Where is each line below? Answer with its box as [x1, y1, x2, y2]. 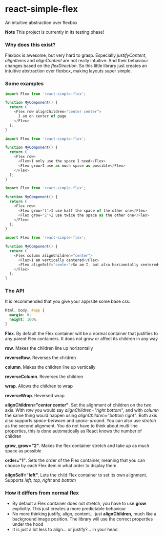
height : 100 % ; [9, 317, 38, 322]
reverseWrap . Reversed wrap [5, 392, 65, 398]
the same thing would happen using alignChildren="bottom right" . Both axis [5, 412, 158, 418]
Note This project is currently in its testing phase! [5, 29, 104, 35]
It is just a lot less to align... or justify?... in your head [12, 527, 118, 533]
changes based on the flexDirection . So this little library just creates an [5, 63, 147, 69]
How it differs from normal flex [5, 489, 79, 496]
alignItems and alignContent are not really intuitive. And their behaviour [5, 58, 149, 64]
